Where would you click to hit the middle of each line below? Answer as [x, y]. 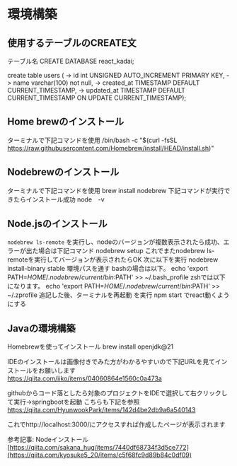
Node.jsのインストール [57, 224]
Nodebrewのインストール [63, 172]
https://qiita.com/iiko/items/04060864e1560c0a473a [85, 378]
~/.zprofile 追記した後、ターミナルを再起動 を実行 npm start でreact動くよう [118, 295]
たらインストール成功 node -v [59, 199]
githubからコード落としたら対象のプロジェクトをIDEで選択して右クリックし [117, 393]
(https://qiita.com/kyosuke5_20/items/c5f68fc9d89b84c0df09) [100, 455]
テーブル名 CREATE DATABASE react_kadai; [71, 61]
